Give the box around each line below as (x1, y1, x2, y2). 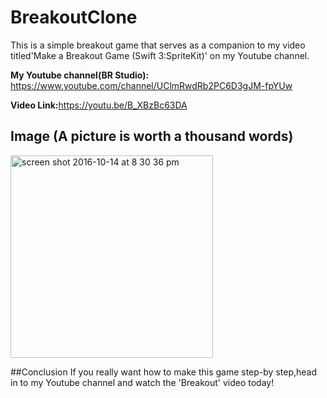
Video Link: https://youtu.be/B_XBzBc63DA (10, 99, 188, 111)
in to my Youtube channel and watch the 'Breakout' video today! (10, 376, 275, 388)
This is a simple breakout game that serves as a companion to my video (10, 39, 306, 51)
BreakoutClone (10, 6, 138, 29)
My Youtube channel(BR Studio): (10, 69, 150, 81)
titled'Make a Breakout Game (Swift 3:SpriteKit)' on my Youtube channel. (10, 49, 310, 61)
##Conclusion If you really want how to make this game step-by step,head (10, 366, 318, 378)
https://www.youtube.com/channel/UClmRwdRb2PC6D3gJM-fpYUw (10, 79, 293, 91)
